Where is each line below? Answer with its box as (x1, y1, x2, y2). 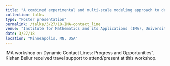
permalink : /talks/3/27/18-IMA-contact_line (5, 21, 101, 27)
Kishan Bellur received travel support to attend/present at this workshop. (5, 55, 157, 61)
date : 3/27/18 (5, 31, 35, 36)
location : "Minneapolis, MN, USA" (5, 36, 78, 41)
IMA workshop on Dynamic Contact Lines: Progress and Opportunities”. (5, 49, 154, 56)
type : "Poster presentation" (5, 17, 67, 22)
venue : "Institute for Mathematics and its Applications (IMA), (5, 26, 144, 31)
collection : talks (5, 12, 44, 17)
